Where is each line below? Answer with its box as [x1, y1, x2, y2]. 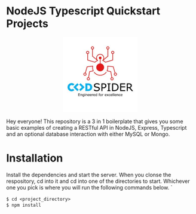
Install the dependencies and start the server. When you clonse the [6, 171, 171, 178]
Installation [6, 151, 63, 165]
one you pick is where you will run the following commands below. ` [6, 184, 173, 191]
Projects [6, 17, 49, 30]
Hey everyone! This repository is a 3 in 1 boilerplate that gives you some [6, 118, 183, 125]
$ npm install [6, 202, 42, 208]
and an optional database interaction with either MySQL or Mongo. [6, 130, 170, 137]
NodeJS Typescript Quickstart [6, 4, 161, 18]
